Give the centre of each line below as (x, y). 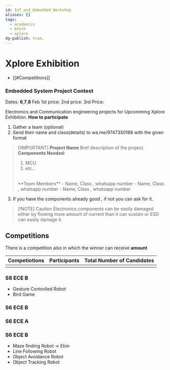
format (20, 138)
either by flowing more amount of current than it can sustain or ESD (88, 214)
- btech (18, 29)
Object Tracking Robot (36, 362)
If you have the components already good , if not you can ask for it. (83, 199)
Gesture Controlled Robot (39, 289)
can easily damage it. (40, 220)
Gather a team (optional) (38, 127)
